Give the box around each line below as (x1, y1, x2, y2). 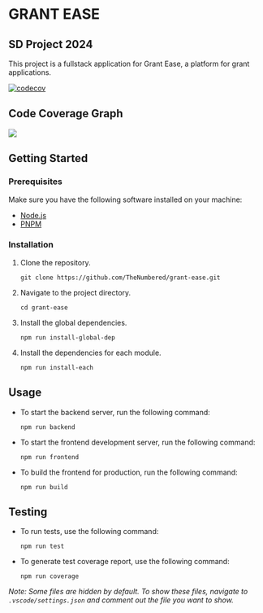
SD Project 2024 (8, 37, 93, 51)
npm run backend (19, 423, 75, 431)
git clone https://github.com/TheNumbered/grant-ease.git (19, 274, 221, 282)
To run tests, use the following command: (19, 527, 159, 536)
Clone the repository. (19, 257, 91, 267)
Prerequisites (8, 176, 63, 187)
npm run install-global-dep (19, 333, 115, 342)
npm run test (19, 542, 65, 550)
